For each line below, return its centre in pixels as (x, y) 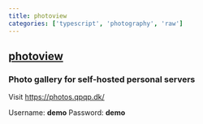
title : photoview (38, 16)
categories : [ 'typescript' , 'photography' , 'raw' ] (96, 24)
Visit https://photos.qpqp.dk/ (57, 97)
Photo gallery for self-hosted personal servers (102, 79)
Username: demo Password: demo (67, 113)
